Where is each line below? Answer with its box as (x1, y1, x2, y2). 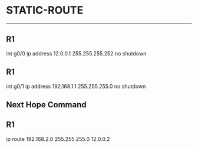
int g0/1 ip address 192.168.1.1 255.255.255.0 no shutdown (6, 83, 146, 90)
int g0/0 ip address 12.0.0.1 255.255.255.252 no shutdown (6, 50, 147, 57)
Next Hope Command (6, 100, 87, 110)
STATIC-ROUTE (6, 4, 84, 17)
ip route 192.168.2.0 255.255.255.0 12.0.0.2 (6, 135, 110, 142)
